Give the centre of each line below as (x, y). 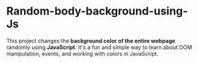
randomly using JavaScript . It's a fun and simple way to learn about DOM (99, 47)
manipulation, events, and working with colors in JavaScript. (82, 53)
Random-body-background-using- (97, 11)
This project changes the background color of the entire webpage (91, 41)
